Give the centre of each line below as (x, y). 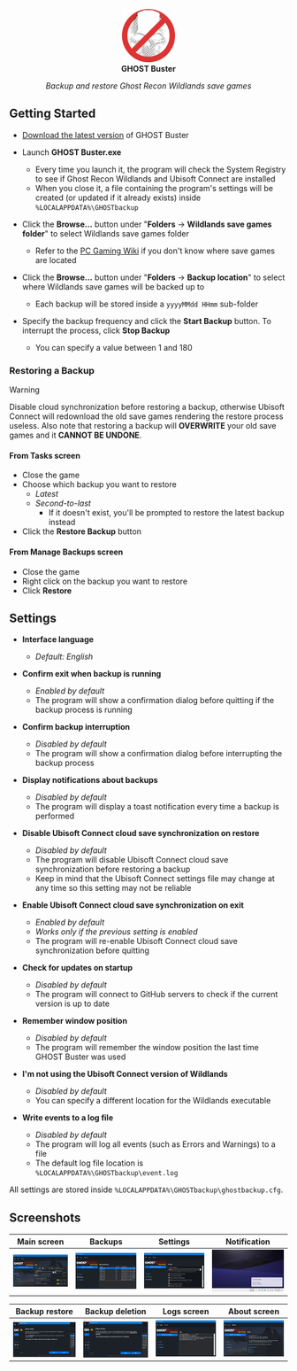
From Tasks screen (45, 455)
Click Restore (47, 590)
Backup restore (44, 1311)
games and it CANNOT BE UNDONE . (76, 435)
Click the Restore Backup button (81, 531)
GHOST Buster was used (80, 1057)
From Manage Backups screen (66, 552)
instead (62, 523)
